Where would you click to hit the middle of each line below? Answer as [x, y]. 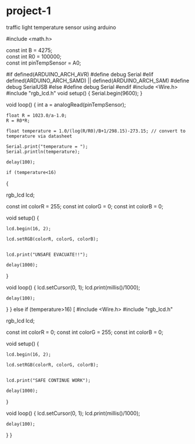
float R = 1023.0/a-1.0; [37, 115]
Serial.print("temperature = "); [47, 146]
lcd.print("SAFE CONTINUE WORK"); [49, 380]
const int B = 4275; [29, 50]
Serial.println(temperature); [43, 152]
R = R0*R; [18, 120]
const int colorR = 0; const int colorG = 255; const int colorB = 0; [85, 332]
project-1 [29, 11]
